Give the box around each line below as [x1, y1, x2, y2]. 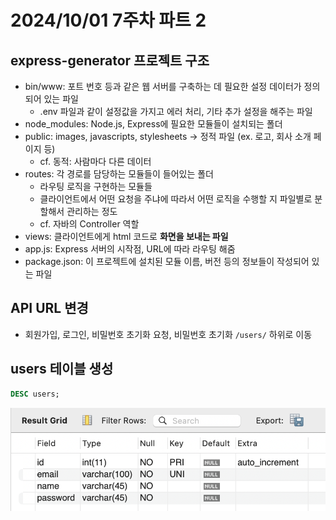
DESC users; [10, 389, 60, 399]
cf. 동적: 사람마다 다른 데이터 [39, 156, 152, 167]
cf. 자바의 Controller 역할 [39, 218, 140, 230]
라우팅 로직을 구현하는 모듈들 [39, 181, 153, 192]
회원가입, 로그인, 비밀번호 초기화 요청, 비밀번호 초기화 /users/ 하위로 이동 [24, 328, 313, 340]
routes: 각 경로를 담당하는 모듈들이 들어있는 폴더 [24, 168, 215, 180]
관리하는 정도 [66, 206, 118, 217]
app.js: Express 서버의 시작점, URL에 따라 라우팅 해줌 [24, 243, 236, 255]
